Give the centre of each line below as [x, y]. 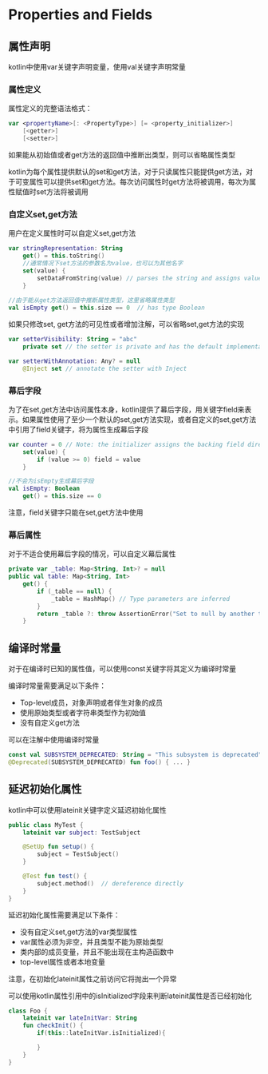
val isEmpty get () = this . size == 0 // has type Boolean [106, 308]
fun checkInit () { [53, 1026]
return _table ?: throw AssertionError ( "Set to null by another [146, 614]
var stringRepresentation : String [66, 249]
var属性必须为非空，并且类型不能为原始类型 [91, 941]
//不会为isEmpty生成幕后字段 [51, 481]
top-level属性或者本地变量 [63, 961]
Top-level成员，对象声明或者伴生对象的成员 [91, 703]
